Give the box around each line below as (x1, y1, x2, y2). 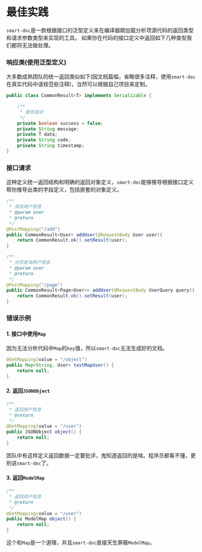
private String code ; (17, 137, 71, 143)
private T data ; (17, 131, 58, 137)
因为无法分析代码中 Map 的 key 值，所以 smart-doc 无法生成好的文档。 (6, 345, 168, 352)
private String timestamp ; (17, 143, 85, 149)
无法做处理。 (22, 42, 54, 49)
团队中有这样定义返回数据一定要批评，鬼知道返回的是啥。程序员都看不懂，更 (6, 451, 196, 459)
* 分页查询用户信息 (8, 260, 50, 266)
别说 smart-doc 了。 (6, 459, 52, 466)
